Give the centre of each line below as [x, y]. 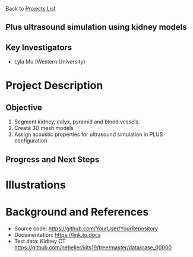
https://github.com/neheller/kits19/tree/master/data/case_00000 [93, 247]
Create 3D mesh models [44, 128]
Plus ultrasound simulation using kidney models [96, 27]
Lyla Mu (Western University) [50, 62]
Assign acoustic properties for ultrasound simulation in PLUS [88, 134]
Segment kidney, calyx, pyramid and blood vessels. [77, 122]
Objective [24, 107]
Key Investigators [39, 47]
